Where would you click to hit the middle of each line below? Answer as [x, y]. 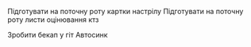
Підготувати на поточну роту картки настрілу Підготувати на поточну [125, 11]
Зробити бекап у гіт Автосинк [58, 35]
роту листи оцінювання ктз [53, 20]
